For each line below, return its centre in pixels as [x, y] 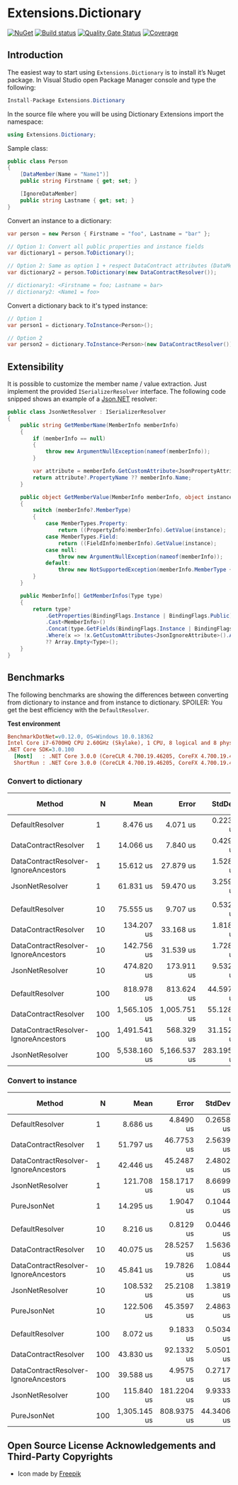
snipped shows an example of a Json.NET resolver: [83, 399]
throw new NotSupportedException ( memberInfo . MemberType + [145, 570]
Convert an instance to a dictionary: [59, 220]
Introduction [35, 55]
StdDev [218, 1103]
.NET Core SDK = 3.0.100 [41, 750]
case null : [61, 550]
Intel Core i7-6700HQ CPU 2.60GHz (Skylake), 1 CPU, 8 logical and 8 [112, 743]
